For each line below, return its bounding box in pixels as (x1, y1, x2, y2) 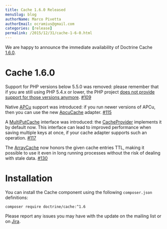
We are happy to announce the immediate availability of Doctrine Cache (5, 44, 153, 50)
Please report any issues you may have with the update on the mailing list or (5, 213, 162, 219)
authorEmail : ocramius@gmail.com (5, 21, 75, 26)
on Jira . (5, 218, 21, 224)
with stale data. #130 (5, 155, 48, 161)
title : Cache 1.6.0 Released (5, 7, 66, 12)
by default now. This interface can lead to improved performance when (5, 124, 151, 130)
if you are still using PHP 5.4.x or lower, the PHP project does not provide (5, 88, 155, 95)
